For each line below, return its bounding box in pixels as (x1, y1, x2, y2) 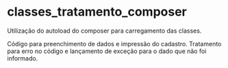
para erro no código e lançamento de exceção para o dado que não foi (7, 47, 207, 55)
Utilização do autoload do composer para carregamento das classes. (7, 27, 202, 35)
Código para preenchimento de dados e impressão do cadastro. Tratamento (7, 39, 222, 48)
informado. (7, 54, 38, 62)
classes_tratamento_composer (7, 4, 187, 20)
